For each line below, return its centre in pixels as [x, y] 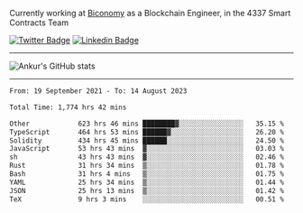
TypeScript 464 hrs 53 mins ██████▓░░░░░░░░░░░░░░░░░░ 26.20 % [147, 132]
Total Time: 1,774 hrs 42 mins [68, 107]
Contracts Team [39, 23]
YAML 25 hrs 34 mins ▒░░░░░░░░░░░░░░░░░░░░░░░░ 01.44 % [147, 182]
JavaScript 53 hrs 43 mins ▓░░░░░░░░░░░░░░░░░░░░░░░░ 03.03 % [147, 149]
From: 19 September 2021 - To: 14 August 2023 [98, 91]
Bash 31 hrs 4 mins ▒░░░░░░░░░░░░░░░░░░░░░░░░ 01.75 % [147, 174]
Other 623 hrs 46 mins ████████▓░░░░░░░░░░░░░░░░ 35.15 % [147, 124]
